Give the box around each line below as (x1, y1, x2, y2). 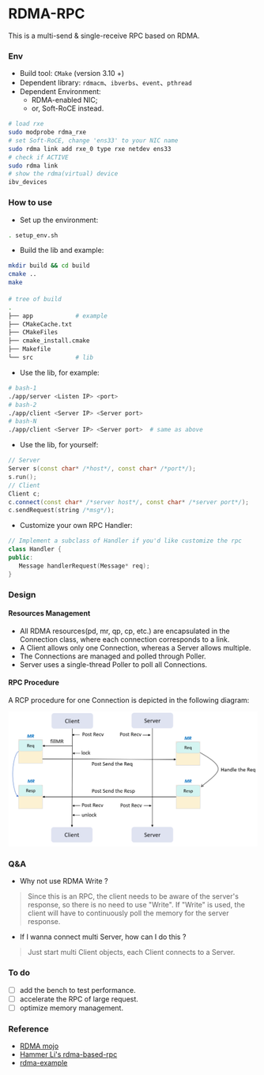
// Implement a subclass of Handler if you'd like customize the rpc (8, 537, 243, 545)
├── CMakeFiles (8, 329, 58, 337)
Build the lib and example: (19, 246, 104, 255)
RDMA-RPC (8, 5, 85, 23)
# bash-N (8, 417, 37, 425)
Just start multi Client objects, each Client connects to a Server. (27, 948, 236, 957)
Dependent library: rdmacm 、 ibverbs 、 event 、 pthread (19, 78, 192, 88)
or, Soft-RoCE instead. (31, 104, 104, 113)
